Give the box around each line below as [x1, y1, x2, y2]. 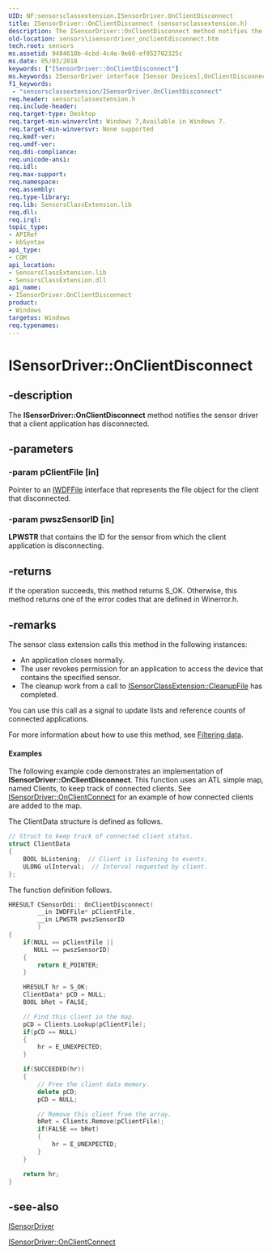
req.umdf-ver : [8, 140, 57, 149]
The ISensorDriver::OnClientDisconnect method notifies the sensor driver [8, 410, 259, 420]
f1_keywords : [8, 80, 53, 88]
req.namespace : [8, 178, 60, 187]
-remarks [8, 618, 57, 631]
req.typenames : [8, 321, 60, 330]
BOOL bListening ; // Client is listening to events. [23, 855, 208, 863]
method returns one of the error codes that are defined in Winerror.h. [8, 594, 239, 605]
